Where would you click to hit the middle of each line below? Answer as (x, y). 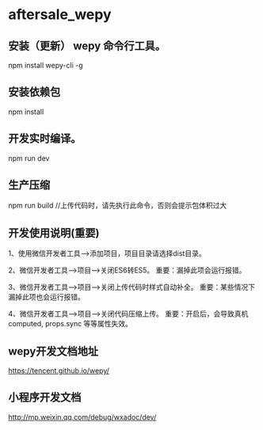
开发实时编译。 (45, 139)
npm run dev (29, 158)
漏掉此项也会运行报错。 (46, 297)
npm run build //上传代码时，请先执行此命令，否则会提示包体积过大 (118, 205)
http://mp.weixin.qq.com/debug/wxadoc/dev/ (82, 417)
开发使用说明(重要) (54, 232)
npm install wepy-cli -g (46, 65)
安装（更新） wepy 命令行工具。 (87, 46)
